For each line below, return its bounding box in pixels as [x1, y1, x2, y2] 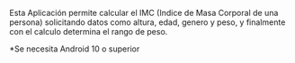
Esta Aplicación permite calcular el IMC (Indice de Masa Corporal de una [9, 8, 279, 18]
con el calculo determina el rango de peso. [9, 27, 168, 36]
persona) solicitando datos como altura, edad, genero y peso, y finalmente [9, 17, 286, 28]
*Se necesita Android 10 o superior [9, 43, 140, 54]
